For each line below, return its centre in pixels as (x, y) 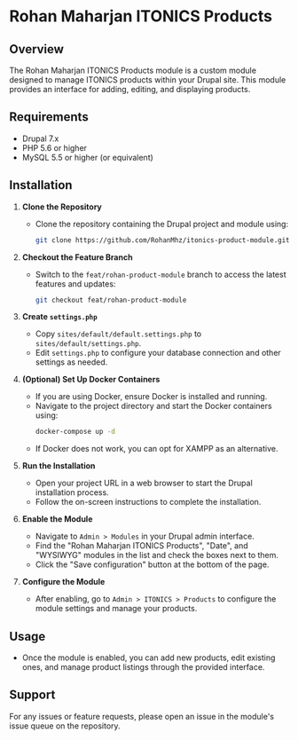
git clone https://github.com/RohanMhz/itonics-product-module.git (162, 240)
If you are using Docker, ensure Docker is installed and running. (151, 397)
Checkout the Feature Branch (77, 257)
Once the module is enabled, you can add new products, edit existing (149, 657)
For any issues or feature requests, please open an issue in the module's (142, 716)
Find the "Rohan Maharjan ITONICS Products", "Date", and (141, 546)
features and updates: (75, 283)
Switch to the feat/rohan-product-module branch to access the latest (161, 274)
